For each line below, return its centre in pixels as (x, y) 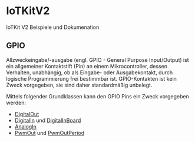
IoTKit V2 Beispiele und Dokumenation (53, 27)
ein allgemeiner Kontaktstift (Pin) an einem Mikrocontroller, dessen (87, 66)
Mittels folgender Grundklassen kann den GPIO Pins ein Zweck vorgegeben (98, 96)
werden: (16, 103)
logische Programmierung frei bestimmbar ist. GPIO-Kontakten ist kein (91, 78)
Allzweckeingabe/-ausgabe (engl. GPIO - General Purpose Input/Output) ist (98, 60)
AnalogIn (25, 126)
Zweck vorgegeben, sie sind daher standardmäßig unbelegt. (79, 85)
